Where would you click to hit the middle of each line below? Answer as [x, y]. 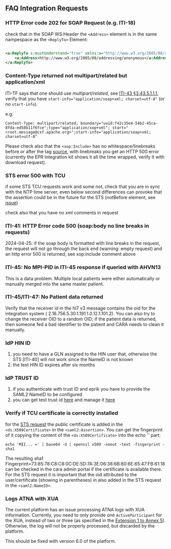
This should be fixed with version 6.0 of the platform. [61, 541]
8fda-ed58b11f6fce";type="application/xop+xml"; [58, 128]
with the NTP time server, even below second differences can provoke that [83, 192]
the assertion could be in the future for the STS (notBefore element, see [80, 197]
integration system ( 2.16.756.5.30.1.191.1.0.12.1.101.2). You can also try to [80, 313]
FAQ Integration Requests [47, 8]
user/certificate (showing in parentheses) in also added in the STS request [83, 480]
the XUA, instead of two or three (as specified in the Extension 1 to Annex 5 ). [85, 520]
